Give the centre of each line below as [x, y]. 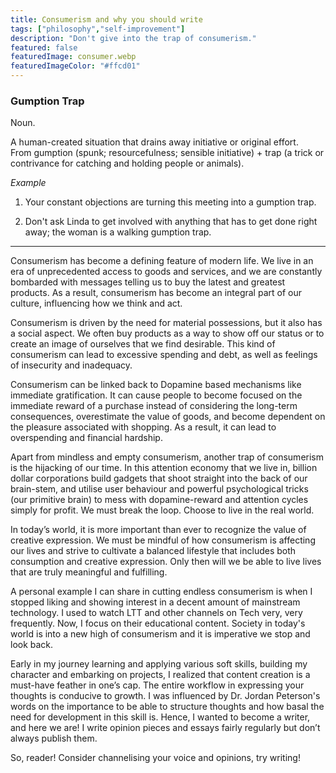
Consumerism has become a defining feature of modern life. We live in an [162, 261]
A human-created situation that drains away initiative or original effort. [154, 142]
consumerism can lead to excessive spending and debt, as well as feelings [164, 355]
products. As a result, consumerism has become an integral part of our [156, 293]
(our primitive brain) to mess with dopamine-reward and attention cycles [159, 500]
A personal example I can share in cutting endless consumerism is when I [161, 592]
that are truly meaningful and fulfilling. [89, 572]
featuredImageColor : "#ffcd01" [75, 66]
